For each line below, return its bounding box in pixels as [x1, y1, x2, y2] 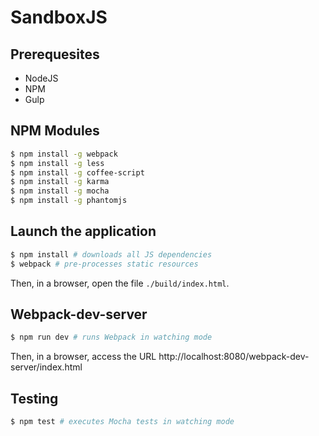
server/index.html [10, 361, 83, 373]
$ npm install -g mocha [10, 186, 110, 196]
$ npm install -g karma [10, 177, 110, 187]
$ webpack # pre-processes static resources [10, 259, 199, 269]
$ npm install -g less [10, 158, 105, 168]
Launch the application [10, 223, 157, 240]
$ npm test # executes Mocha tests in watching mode [10, 417, 235, 427]
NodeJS [24, 72, 59, 84]
